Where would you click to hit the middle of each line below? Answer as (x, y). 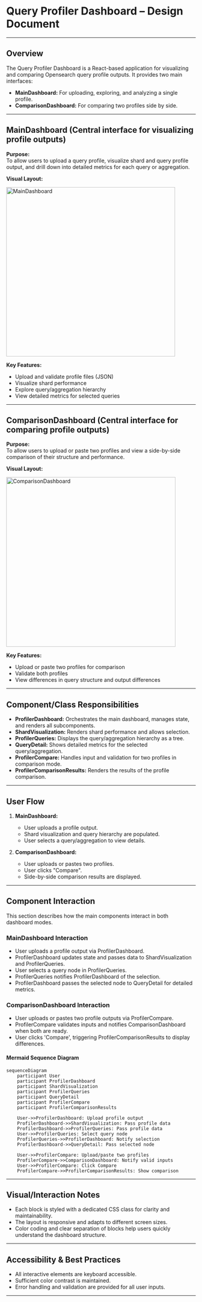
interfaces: (20, 81)
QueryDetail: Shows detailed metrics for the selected (81, 745)
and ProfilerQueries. (40, 964)
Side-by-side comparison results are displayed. (83, 877)
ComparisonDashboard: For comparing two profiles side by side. (96, 105)
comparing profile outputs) (58, 430)
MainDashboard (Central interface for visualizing (100, 130)
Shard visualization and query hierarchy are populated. (92, 834)
